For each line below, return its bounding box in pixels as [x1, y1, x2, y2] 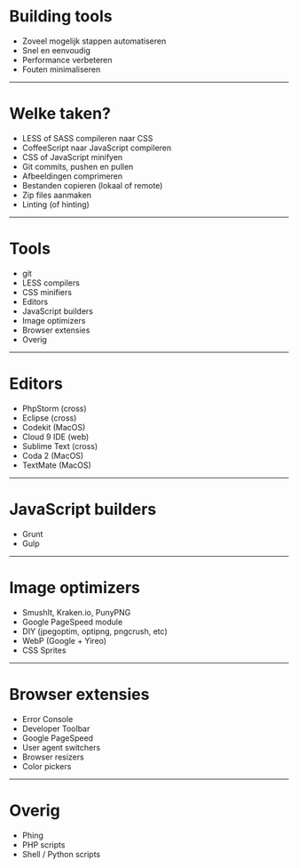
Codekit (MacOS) [21, 422, 86, 432]
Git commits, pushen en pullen [21, 161, 134, 172]
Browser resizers [21, 751, 84, 762]
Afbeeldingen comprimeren [21, 171, 123, 181]
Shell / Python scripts [21, 848, 100, 859]
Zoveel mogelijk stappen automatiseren [21, 36, 167, 46]
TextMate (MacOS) [21, 460, 91, 470]
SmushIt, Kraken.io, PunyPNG [21, 607, 131, 617]
